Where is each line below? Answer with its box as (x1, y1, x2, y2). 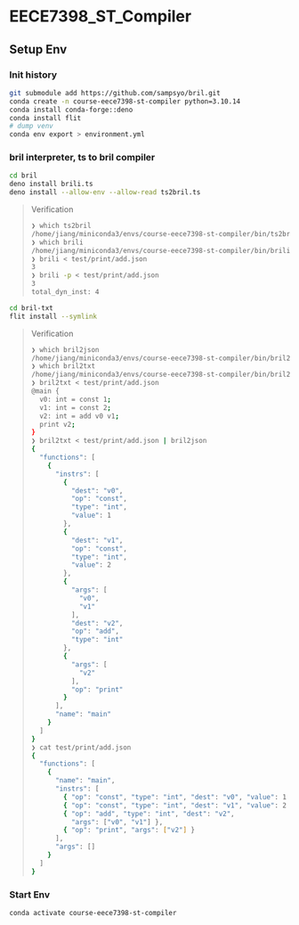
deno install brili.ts (9, 180, 93, 189)
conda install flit (9, 113, 82, 122)
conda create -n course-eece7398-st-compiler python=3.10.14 (9, 96, 241, 106)
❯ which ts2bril (30, 221, 92, 231)
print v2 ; (39, 420, 76, 429)
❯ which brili (30, 238, 84, 247)
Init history (9, 69, 58, 81)
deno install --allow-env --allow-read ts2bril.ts (9, 188, 201, 197)
